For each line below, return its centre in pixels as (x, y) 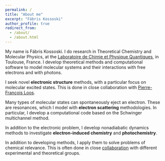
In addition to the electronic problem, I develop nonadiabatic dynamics (77, 127)
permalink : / (19, 10)
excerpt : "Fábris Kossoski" (34, 19)
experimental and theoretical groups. (43, 153)
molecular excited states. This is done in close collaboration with (71, 87)
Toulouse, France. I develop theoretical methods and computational (74, 62)
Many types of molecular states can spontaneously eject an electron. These (82, 102)
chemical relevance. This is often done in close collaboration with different (81, 148)
